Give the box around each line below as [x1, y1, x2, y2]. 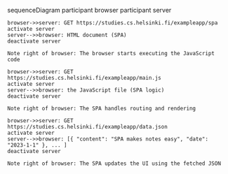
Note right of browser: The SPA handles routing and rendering [7, 105, 196, 112]
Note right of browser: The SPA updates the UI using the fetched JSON [7, 160, 221, 167]
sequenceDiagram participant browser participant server [7, 6, 172, 14]
